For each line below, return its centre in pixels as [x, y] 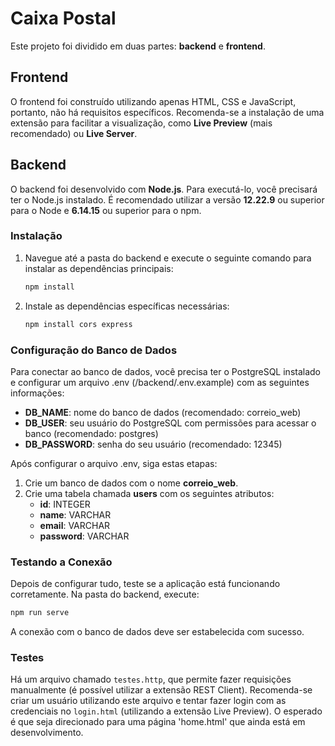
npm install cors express [78, 324]
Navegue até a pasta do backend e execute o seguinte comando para [168, 258]
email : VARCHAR [75, 525]
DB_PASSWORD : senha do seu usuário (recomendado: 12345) [153, 444]
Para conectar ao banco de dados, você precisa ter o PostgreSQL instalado [165, 371]
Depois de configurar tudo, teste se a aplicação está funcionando [145, 584]
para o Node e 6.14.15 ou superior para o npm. [106, 210]
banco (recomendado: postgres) [91, 433]
